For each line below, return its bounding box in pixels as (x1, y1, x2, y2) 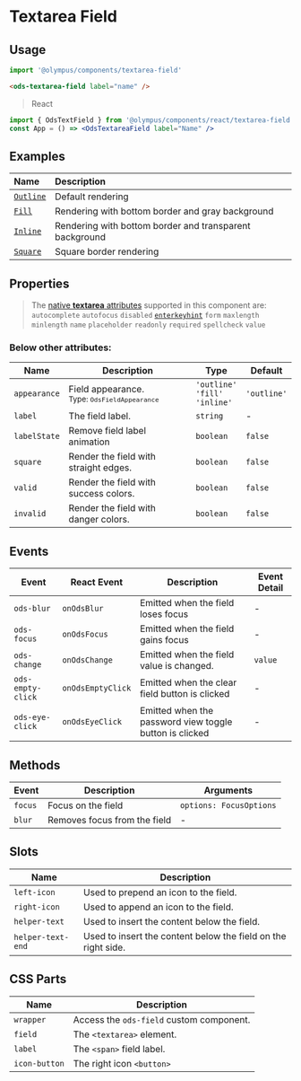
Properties (9, 276, 70, 291)
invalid (13, 509, 47, 519)
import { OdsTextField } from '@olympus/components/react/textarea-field (9, 115, 291, 125)
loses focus (140, 608, 189, 620)
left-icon (13, 887, 56, 897)
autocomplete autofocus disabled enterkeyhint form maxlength (30, 312, 260, 321)
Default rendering (55, 190, 129, 203)
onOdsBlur (62, 603, 105, 614)
